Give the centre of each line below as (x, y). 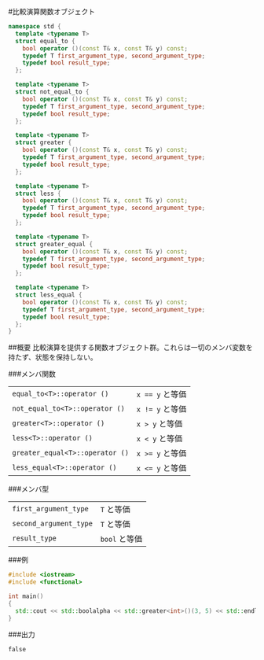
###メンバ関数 (32, 374)
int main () (26, 596)
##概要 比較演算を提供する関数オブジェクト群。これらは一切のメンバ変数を (130, 348)
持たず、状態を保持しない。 (53, 357)
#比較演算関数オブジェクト (52, 11)
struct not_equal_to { (52, 92)
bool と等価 (121, 539)
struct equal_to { (46, 41)
